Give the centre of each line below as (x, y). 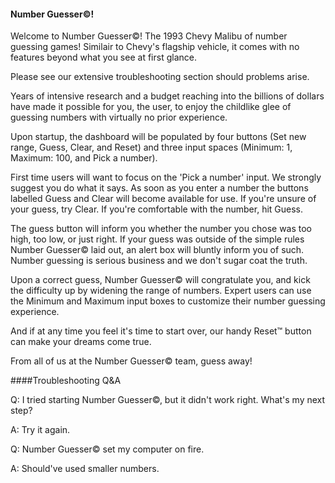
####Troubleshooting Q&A (66, 381)
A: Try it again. (40, 430)
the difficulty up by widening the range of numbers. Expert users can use (161, 291)
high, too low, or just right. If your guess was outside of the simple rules (157, 239)
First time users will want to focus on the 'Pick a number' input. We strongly (166, 177)
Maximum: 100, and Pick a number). (84, 158)
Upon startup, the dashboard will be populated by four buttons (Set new (158, 137)
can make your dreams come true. (81, 342)
